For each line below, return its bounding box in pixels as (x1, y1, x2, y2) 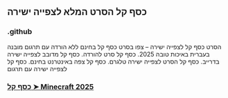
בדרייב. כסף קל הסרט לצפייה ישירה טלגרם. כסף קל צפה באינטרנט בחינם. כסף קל (7, 57, 220, 66)
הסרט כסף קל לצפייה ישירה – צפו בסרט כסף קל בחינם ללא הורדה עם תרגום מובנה (7, 42, 222, 51)
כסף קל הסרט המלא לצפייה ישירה (7, 6, 147, 18)
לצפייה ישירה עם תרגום (7, 64, 67, 72)
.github (7, 27, 33, 37)
